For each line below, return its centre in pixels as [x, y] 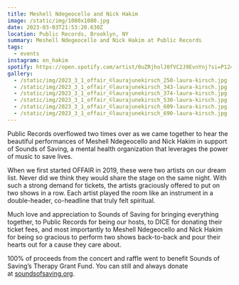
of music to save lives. [40, 156]
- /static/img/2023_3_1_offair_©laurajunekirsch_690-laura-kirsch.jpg [121, 113]
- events [27, 54]
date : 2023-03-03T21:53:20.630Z [55, 27]
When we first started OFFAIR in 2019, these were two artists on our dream [117, 170]
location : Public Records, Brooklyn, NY [68, 34]
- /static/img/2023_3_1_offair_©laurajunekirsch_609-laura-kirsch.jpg [121, 107]
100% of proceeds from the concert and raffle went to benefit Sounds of [114, 258]
